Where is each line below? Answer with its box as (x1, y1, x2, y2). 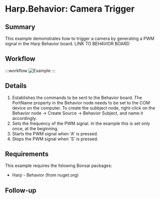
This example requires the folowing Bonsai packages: (5, 163, 112, 168)
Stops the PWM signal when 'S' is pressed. (12, 136, 99, 142)
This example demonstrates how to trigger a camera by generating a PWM (5, 35, 155, 41)
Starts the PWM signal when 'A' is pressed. (12, 131, 98, 136)
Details (5, 82, 27, 90)
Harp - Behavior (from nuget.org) (12, 172, 79, 178)
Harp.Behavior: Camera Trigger (5, 3, 135, 15)
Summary (5, 23, 36, 31)
